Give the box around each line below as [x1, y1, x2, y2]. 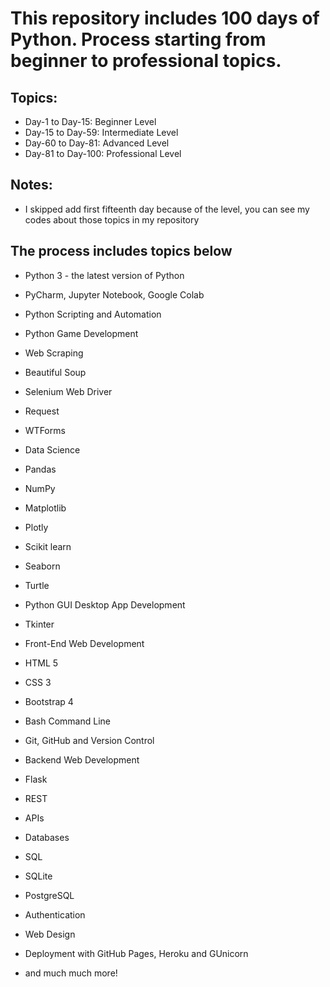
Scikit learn [24, 540, 72, 552]
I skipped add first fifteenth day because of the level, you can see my [24, 203, 310, 215]
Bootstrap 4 [24, 695, 74, 707]
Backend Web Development [24, 753, 140, 766]
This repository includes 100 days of [10, 7, 320, 30]
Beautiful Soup [24, 366, 87, 378]
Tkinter [24, 618, 55, 630]
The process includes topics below [10, 243, 233, 260]
